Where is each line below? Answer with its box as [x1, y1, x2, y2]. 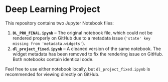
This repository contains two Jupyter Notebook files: [5, 20, 114, 26]
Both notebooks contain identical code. [12, 56, 94, 62]
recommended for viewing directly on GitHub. [5, 71, 100, 77]
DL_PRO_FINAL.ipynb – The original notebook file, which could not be [12, 29, 153, 35]
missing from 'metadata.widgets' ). [12, 40, 85, 46]
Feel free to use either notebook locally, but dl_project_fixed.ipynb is [5, 66, 150, 72]
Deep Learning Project [5, 3, 100, 15]
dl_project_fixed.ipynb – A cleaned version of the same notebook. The [12, 45, 161, 51]
